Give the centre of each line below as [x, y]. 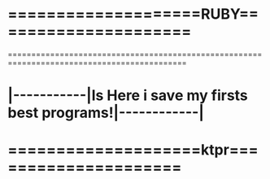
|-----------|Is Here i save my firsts [128, 96]
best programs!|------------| [106, 113]
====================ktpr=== [133, 150]
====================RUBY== [133, 14]
